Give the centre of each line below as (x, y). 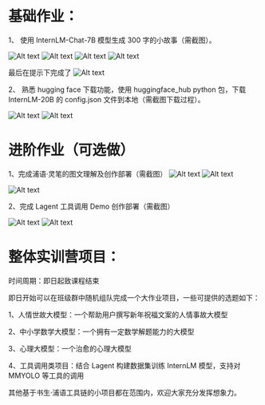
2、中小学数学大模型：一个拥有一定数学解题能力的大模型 (101, 332)
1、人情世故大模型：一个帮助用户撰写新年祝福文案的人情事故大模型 (118, 314)
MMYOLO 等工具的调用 (46, 375)
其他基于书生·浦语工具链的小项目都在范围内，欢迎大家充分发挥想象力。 (125, 392)
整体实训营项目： (65, 257)
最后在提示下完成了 (40, 72)
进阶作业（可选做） (71, 151)
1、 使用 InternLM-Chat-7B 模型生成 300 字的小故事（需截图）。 (112, 40)
